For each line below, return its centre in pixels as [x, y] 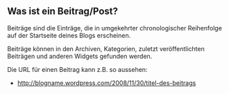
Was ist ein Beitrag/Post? [63, 11]
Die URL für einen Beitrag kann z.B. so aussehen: [77, 69]
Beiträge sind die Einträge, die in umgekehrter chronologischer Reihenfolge [114, 28]
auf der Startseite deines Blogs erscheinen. [69, 35]
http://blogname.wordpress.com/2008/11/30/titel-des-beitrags [107, 83]
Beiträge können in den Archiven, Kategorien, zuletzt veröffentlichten [106, 48]
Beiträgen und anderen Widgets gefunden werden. [80, 56]
